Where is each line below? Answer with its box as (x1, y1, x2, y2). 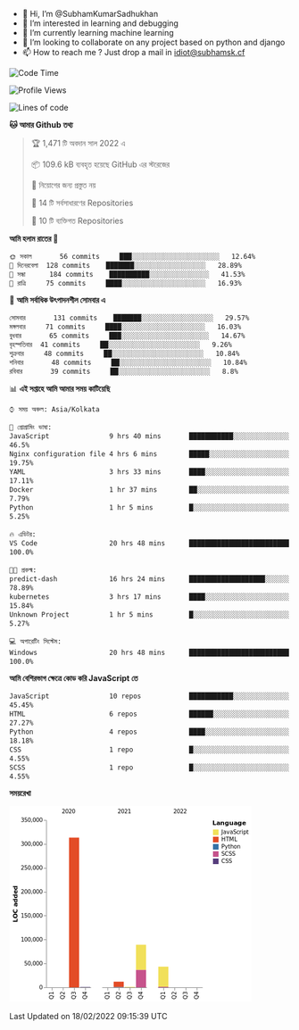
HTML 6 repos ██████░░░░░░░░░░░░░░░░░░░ (9, 710, 290, 719)
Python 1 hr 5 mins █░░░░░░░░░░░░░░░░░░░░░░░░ (9, 503, 290, 512)
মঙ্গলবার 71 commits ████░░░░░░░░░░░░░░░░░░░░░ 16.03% (9, 322, 242, 331)
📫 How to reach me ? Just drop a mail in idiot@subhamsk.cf (21, 47, 245, 57)
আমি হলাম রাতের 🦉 (9, 233, 59, 244)
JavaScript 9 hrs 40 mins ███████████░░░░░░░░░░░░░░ (9, 432, 290, 441)
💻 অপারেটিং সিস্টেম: (9, 637, 62, 646)
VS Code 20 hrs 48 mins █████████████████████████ (9, 539, 290, 548)
